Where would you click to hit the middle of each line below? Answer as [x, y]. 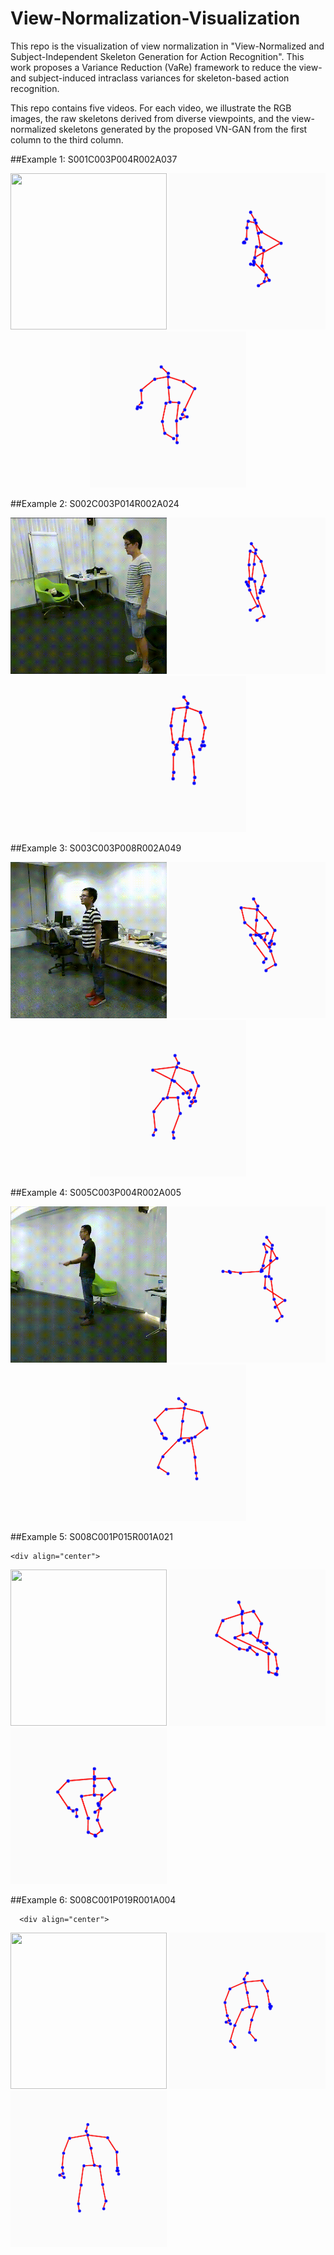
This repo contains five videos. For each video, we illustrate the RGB [151, 108]
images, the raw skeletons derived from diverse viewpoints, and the [150, 118]
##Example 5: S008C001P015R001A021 [92, 1536]
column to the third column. [67, 139]
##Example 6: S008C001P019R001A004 [93, 1899]
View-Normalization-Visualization [155, 18]
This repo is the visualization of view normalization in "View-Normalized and [167, 46]
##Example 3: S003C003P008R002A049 [96, 848]
